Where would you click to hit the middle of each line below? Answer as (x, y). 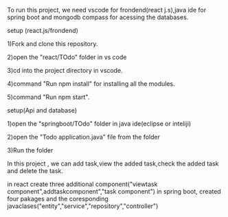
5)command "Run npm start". (48, 97)
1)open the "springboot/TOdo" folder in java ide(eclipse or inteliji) (99, 124)
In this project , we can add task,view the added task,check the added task (113, 163)
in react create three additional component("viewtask (82, 184)
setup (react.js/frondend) (43, 31)
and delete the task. (35, 171)
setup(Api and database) (42, 110)
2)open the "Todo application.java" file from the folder (83, 137)
